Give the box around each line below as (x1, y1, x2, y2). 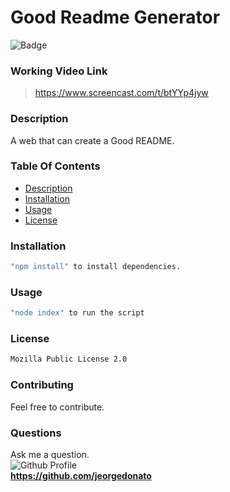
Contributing (10, 378, 74, 392)
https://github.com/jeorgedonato (10, 469, 152, 481)
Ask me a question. (10, 448, 90, 460)
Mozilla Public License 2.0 (10, 354, 128, 365)
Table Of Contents (10, 159, 101, 173)
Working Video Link (10, 64, 108, 78)
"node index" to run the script (10, 308, 145, 318)
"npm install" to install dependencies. (10, 262, 182, 272)
